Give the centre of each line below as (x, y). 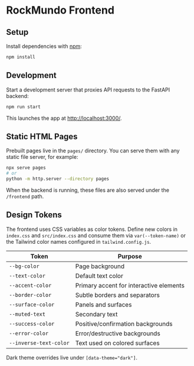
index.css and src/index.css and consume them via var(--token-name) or (96, 235)
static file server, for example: (42, 157)
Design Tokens (34, 215)
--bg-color (24, 266)
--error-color (29, 333)
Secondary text (96, 314)
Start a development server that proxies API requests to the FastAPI (88, 90)
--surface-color (32, 304)
